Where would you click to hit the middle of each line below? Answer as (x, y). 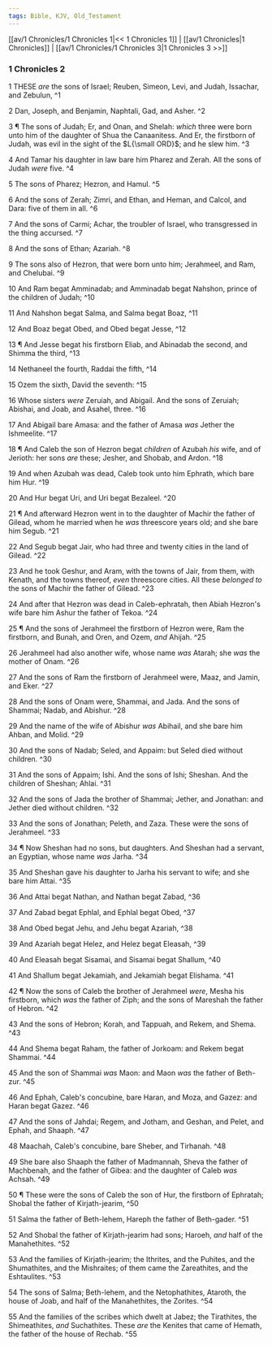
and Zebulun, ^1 (35, 95)
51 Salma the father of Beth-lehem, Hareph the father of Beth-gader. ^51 (129, 1219)
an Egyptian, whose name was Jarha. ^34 (78, 856)
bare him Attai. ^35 (40, 881)
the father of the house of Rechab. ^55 (73, 1334)
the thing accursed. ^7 (46, 232)
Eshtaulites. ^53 (35, 1276)
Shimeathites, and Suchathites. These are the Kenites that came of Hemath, (135, 1325)
